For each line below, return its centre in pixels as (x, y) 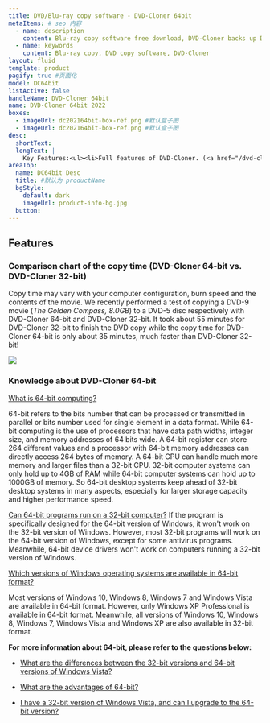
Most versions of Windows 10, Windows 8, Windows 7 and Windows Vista (131, 597)
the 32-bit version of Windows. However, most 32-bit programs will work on (134, 532)
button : (29, 210)
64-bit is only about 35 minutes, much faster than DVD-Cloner (135, 337)
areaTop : (23, 166)
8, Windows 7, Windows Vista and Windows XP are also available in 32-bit (131, 623)
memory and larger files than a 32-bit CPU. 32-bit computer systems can (129, 465)
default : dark (46, 195)
